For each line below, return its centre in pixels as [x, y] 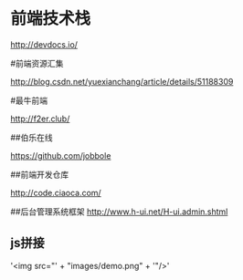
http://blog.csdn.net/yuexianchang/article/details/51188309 [122, 81]
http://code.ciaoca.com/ [56, 192]
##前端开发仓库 [40, 174]
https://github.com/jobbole [61, 155]
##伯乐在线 [32, 137]
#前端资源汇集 [37, 63]
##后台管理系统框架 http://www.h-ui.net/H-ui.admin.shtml [119, 212]
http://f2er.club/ [40, 119]
